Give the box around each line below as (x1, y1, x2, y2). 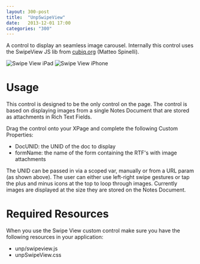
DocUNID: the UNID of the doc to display (14, 143, 116, 150)
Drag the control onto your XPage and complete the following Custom (6, 125, 178, 132)
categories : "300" (6, 25, 52, 32)
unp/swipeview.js (14, 245, 58, 252)
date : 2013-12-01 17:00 (6, 20, 71, 26)
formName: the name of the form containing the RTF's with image (14, 149, 178, 156)
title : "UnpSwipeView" (6, 14, 66, 20)
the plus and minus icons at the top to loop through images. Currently (6, 180, 178, 187)
